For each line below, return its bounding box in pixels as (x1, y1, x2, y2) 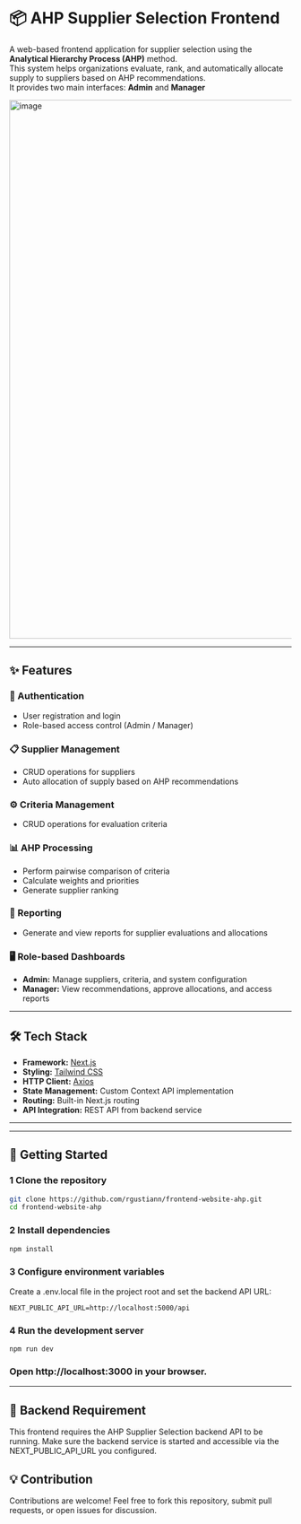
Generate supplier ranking (21, 884, 119, 895)
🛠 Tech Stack (9, 1029, 88, 1044)
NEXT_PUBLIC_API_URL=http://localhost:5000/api (9, 1303, 191, 1312)
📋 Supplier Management (9, 743, 121, 755)
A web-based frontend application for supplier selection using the (9, 43, 253, 55)
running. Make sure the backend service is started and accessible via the (9, 1436, 279, 1447)
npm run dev (9, 1345, 54, 1354)
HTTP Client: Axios (21, 1076, 94, 1086)
